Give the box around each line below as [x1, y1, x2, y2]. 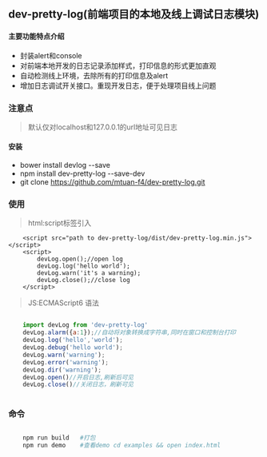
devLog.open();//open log [37, 255, 124, 264]
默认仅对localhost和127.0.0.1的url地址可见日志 [27, 122, 178, 132]
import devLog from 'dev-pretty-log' [22, 321, 149, 329]
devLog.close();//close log [37, 276, 130, 284]
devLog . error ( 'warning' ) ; [22, 358, 110, 366]
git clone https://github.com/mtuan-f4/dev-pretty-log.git [19, 177, 205, 187]
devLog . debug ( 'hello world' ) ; [22, 344, 124, 352]
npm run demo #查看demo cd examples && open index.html [22, 442, 221, 450]
